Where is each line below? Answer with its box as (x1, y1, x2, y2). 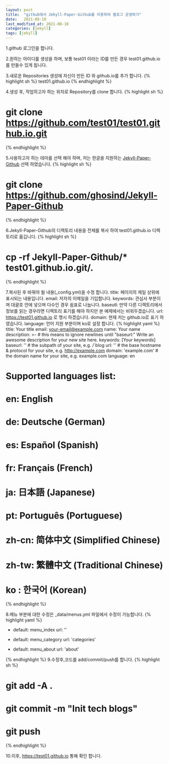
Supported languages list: (6, 370, 116, 381)
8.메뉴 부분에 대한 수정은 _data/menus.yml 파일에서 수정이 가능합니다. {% (6, 611, 151, 617)
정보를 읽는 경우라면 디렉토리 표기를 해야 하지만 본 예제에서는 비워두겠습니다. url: (6, 308, 163, 314)
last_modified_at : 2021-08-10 (6, 21, 69, 27)
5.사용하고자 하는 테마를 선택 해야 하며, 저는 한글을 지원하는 (6, 155, 122, 161)
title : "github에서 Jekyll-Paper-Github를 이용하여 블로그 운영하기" (6, 12, 142, 17)
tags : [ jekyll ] (6, 31, 38, 36)
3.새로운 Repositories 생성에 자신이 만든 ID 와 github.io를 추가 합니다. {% (6, 73, 150, 78)
